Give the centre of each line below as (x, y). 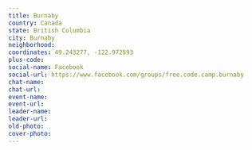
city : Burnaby (32, 38)
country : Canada (35, 23)
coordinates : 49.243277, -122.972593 (71, 52)
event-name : (28, 97)
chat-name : (26, 82)
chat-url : (25, 89)
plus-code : (26, 60)
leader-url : (28, 119)
